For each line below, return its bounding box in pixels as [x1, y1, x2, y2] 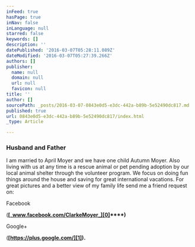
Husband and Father [6, 143, 66, 152]
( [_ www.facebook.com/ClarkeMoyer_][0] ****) [6, 211, 126, 219]
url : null [11, 81, 36, 86]
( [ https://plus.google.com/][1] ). [6, 235, 86, 242]
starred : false [6, 31, 44, 37]
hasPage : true [6, 14, 41, 20]
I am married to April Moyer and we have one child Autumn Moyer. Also [6, 157, 180, 164]
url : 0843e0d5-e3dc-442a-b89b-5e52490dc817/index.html [6, 113, 145, 119]
